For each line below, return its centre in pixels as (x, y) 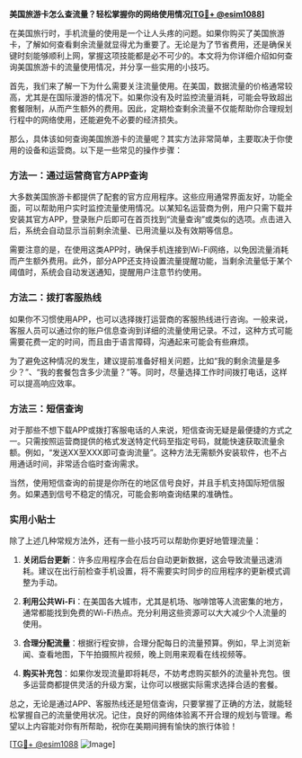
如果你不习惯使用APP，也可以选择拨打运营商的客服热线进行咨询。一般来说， (151, 319)
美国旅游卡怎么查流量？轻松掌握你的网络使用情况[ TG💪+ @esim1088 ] (137, 14)
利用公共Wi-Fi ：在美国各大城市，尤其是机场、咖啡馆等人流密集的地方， (155, 602)
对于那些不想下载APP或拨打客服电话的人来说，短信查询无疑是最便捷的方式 (147, 430)
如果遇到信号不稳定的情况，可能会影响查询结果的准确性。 (131, 494)
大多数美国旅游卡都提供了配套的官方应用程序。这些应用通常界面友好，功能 (147, 197)
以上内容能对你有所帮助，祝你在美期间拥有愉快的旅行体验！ (127, 727)
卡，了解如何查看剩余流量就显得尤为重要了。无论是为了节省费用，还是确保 (147, 45)
